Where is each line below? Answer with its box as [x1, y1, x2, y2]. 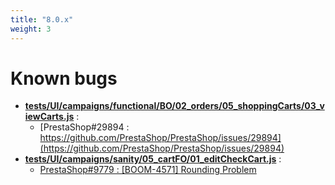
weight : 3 [10, 24, 52, 34]
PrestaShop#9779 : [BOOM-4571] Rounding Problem [39, 164, 257, 176]
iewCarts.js [24, 111, 75, 123]
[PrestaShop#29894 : [39, 121, 130, 133]
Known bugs [10, 67, 118, 90]
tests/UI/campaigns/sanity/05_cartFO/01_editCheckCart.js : [24, 153, 282, 165]
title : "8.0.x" [10, 14, 74, 25]
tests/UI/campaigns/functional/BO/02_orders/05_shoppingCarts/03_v [24, 100, 325, 112]
